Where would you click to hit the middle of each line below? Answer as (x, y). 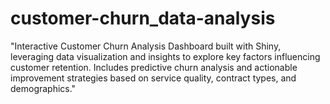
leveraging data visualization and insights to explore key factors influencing (165, 56)
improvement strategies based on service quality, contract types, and (153, 78)
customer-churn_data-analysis (143, 18)
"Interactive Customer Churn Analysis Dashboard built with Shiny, (146, 46)
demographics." (43, 88)
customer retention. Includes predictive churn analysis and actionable (154, 67)
